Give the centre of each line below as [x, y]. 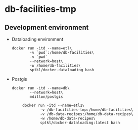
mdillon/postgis [46, 97]
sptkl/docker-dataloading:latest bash [80, 123]
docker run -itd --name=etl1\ [53, 105]
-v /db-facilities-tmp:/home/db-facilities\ [87, 110]
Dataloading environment [38, 39]
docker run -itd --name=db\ [41, 88]
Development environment [47, 27]
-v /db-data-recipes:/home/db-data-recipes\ [87, 114]
